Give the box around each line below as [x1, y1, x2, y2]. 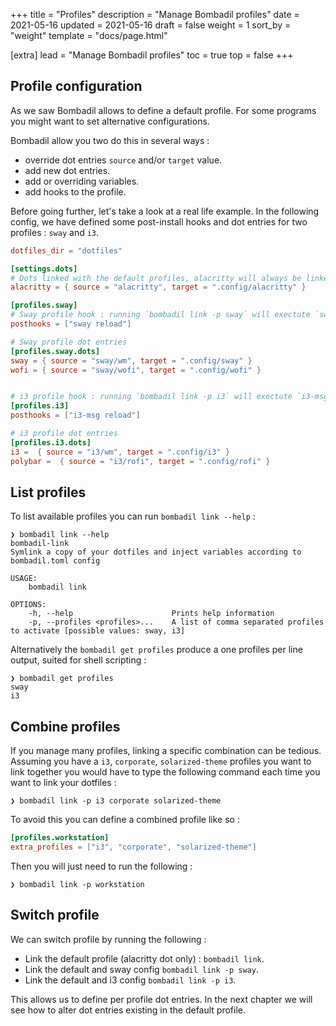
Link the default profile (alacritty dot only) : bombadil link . [24, 952, 265, 964]
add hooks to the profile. [24, 185, 127, 198]
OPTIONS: [10, 600, 47, 610]
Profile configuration [10, 78, 143, 95]
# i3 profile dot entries [10, 429, 118, 439]
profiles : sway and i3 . [10, 226, 100, 238]
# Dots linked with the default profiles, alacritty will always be [10, 273, 302, 283]
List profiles [10, 484, 87, 501]
